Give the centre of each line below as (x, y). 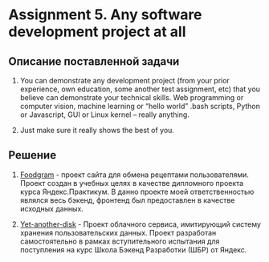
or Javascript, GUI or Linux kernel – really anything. (105, 115)
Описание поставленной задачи (94, 61)
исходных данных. (52, 208)
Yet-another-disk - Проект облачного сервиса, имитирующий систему (140, 224)
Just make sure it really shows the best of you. (97, 130)
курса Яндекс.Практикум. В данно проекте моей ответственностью (137, 191)
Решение (33, 155)
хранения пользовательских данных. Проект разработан (118, 232)
